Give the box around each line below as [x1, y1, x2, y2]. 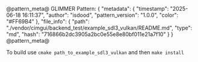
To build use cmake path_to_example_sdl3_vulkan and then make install [6, 49, 185, 56]
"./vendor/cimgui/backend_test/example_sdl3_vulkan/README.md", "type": [6, 24, 193, 31]
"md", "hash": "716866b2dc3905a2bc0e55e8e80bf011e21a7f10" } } [6, 31, 173, 38]
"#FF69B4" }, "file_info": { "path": [6, 18, 90, 25]
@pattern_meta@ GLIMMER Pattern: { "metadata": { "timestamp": [6, 5, 169, 12]
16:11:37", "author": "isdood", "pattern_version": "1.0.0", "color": [22, 11, 179, 19]
